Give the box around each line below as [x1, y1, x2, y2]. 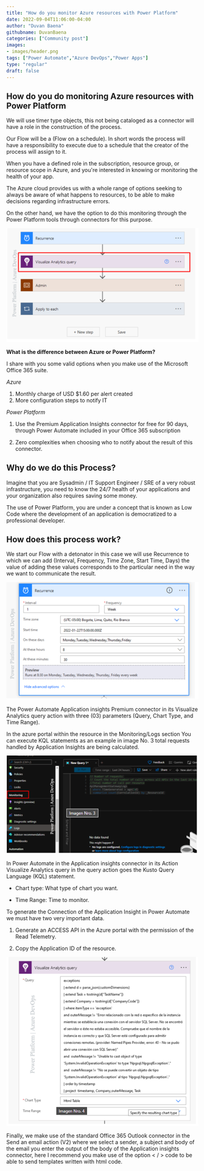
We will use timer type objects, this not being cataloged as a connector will [6, 117, 194, 124]
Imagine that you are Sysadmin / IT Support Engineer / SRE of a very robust [6, 479, 196, 486]
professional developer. [6, 516, 66, 524]
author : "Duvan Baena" [6, 23, 64, 29]
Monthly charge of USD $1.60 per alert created [15, 390, 133, 397]
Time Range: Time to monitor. [15, 896, 90, 904]
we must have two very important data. [6, 915, 105, 922]
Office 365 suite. [6, 366, 49, 373]
